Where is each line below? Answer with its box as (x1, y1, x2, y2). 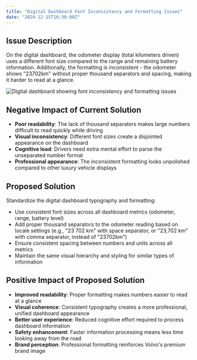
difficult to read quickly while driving (14, 127, 103, 134)
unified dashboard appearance (14, 309, 90, 316)
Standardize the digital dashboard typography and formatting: (6, 196, 156, 204)
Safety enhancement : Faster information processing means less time (14, 328, 183, 335)
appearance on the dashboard (14, 139, 88, 146)
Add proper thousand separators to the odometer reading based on (14, 221, 178, 228)
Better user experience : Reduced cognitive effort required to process (14, 316, 184, 323)
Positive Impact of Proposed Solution (6, 275, 145, 285)
